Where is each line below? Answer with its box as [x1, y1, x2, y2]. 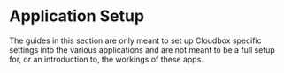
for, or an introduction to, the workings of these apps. [9, 54, 203, 64]
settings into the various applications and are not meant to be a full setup [9, 44, 276, 55]
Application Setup [9, 6, 144, 26]
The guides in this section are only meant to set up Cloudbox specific [9, 35, 262, 46]
